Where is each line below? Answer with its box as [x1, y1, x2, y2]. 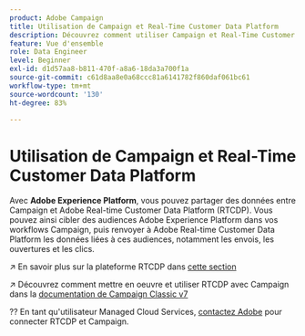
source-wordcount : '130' [9, 89, 104, 99]
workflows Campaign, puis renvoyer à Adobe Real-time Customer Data [9, 225, 275, 236]
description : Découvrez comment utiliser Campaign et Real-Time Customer [9, 30, 296, 39]
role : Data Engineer [9, 47, 88, 57]
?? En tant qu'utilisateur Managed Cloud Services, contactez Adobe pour [9, 307, 282, 318]
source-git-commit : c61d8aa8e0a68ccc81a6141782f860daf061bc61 [9, 73, 250, 82]
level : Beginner [9, 56, 71, 65]
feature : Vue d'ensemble [9, 38, 104, 48]
